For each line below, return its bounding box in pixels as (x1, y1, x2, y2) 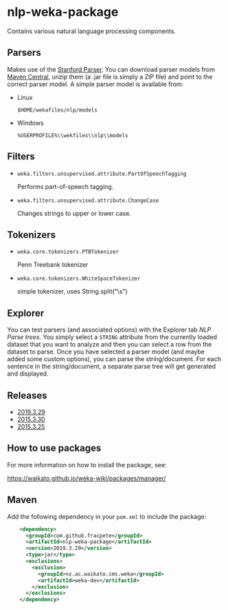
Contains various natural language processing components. (7, 27, 176, 35)
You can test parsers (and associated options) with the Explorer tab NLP (7, 325, 212, 334)
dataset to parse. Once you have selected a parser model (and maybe (7, 347, 205, 356)
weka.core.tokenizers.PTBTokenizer (16, 249, 119, 256)
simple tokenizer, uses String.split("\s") (16, 287, 128, 296)
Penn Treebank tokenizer (16, 261, 89, 269)
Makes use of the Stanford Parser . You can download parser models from (7, 65, 215, 73)
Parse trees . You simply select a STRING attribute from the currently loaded (7, 333, 218, 341)
